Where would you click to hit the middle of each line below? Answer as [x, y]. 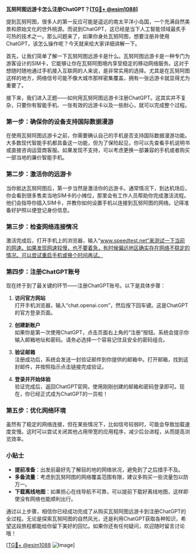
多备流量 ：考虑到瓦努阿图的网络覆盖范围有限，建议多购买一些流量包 [96, 477]
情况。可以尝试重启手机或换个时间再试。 [55, 255]
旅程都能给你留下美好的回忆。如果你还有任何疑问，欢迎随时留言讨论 [103, 526]
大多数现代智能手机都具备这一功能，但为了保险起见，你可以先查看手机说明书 [98, 143]
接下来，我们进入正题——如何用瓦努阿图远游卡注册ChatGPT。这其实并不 [94, 98]
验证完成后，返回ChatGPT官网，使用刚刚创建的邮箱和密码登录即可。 [97, 387]
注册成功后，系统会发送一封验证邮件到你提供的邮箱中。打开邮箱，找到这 [101, 360]
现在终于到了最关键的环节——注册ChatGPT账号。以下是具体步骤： [86, 286]
